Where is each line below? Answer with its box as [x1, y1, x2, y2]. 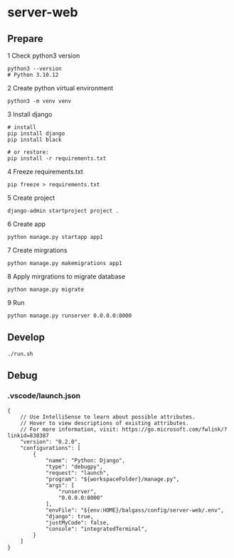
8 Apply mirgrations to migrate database [7, 272, 126, 281]
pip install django [7, 130, 65, 137]
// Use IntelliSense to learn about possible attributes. [20, 413, 196, 420]
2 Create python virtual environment [7, 84, 114, 92]
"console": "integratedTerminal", [45, 525, 148, 532]
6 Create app [7, 220, 46, 228]
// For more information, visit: [20, 426, 119, 433]
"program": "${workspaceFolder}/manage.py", [45, 476, 180, 483]
